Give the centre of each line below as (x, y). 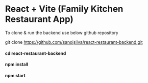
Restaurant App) (39, 19)
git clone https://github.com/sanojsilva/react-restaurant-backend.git (74, 42)
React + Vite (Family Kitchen (64, 9)
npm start (15, 75)
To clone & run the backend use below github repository (62, 33)
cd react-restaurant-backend (36, 53)
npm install (17, 65)
